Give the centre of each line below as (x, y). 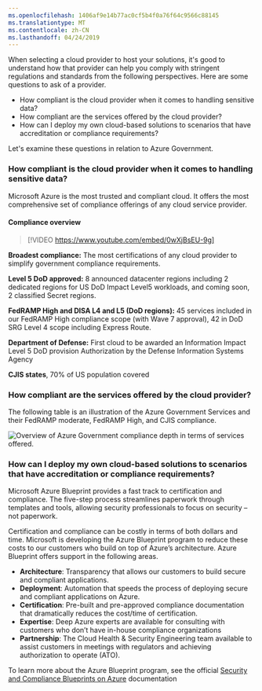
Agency (21, 359)
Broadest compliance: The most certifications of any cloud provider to (123, 255)
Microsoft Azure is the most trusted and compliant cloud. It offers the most (129, 196)
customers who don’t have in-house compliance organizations (120, 630)
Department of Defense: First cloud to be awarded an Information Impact (127, 342)
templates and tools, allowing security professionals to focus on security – (128, 508)
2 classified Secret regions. (52, 295)
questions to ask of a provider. (57, 85)
